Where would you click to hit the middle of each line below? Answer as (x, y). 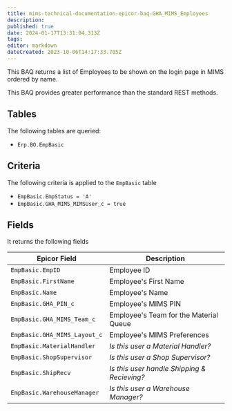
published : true (30, 26)
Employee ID (130, 270)
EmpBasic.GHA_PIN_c (42, 304)
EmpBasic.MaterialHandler (53, 346)
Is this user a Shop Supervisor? (160, 358)
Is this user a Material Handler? (160, 346)
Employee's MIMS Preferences (159, 335)
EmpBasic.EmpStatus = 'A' (54, 197)
